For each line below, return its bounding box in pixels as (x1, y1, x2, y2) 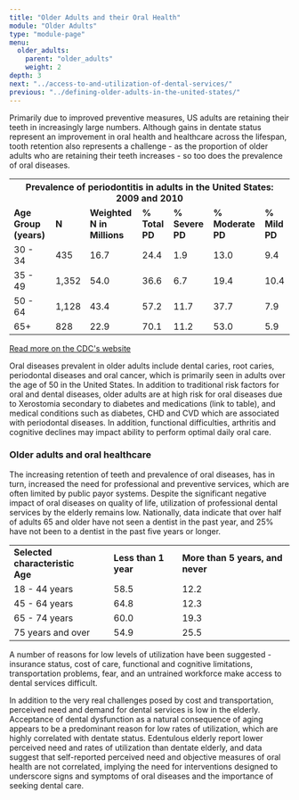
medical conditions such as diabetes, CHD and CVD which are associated (9, 408, 279, 418)
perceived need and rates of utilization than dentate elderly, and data (9, 742, 263, 753)
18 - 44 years (13, 582, 74, 595)
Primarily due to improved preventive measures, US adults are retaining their (9, 112, 289, 123)
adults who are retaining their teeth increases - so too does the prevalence (9, 150, 283, 161)
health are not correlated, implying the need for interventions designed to (9, 761, 279, 771)
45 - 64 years (13, 597, 74, 609)
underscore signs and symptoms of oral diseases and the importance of (9, 771, 274, 781)
